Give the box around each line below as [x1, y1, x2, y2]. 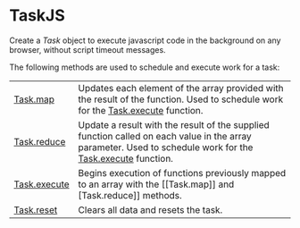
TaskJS [9, 5, 65, 26]
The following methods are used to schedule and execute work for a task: [9, 62, 280, 72]
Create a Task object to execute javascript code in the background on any [9, 35, 281, 46]
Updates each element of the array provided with [78, 81, 284, 94]
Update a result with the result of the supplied [78, 118, 270, 131]
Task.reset [13, 203, 58, 215]
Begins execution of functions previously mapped [78, 166, 287, 179]
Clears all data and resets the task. [78, 203, 223, 215]
